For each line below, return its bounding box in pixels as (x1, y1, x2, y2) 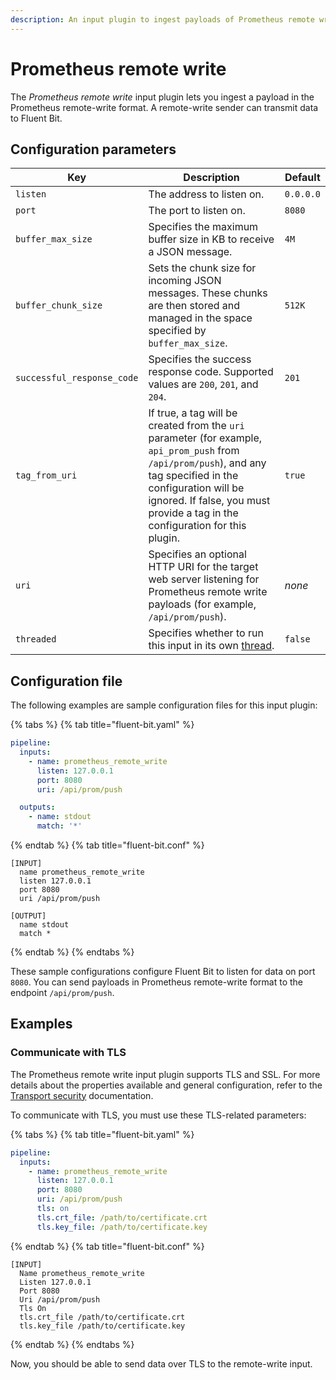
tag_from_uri (15, 470, 78, 481)
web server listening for (148, 572, 260, 586)
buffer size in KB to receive (148, 232, 275, 246)
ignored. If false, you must (148, 494, 271, 508)
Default (284, 171, 321, 185)
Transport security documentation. (10, 1089, 154, 1101)
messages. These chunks (148, 286, 268, 300)
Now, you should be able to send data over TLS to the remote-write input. (10, 1357, 313, 1370)
